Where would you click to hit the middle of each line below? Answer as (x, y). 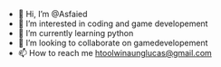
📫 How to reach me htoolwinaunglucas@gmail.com (115, 53)
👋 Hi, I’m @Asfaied (53, 14)
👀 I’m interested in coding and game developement (113, 24)
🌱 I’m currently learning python (76, 33)
